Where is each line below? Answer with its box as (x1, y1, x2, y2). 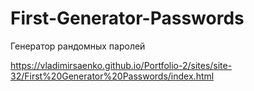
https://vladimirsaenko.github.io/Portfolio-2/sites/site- (10, 59, 233, 71)
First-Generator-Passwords (10, 7, 245, 30)
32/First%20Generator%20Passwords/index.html (10, 70, 215, 82)
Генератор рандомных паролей (10, 40, 146, 52)
